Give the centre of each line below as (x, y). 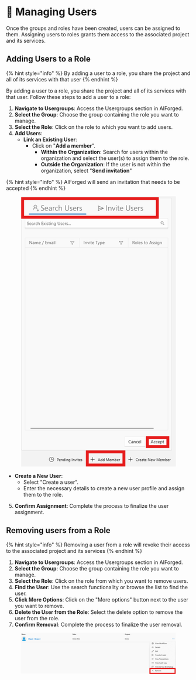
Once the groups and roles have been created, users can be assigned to (93, 28)
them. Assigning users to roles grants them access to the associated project (98, 34)
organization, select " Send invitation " (86, 170)
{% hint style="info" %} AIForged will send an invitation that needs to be (93, 182)
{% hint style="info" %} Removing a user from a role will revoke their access (98, 545)
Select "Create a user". (51, 482)
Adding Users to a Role (48, 59)
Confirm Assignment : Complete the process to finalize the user (92, 506)
